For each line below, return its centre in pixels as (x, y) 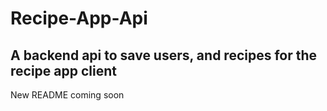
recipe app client (63, 70)
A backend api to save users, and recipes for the (164, 55)
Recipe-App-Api (79, 18)
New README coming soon (67, 95)
